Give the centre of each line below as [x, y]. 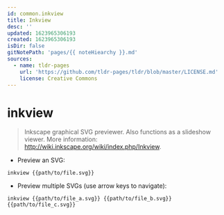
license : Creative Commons [59, 78]
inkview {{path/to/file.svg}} [51, 173]
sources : [20, 59]
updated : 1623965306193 [42, 33]
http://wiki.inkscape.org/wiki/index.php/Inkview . [93, 147]
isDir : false [26, 46]
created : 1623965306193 [42, 40]
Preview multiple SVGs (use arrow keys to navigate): [92, 186]
